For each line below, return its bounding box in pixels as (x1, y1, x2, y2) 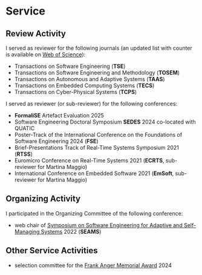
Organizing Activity (5, 194, 81, 204)
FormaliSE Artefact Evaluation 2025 (14, 112, 104, 119)
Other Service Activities (5, 245, 98, 256)
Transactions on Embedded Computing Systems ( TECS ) (14, 82, 155, 89)
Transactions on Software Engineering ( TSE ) (14, 62, 126, 70)
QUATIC (14, 125, 35, 131)
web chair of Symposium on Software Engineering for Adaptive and (14, 221, 183, 228)
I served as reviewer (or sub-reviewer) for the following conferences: (5, 100, 178, 107)
